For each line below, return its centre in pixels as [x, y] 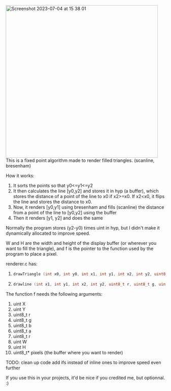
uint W [20, 342]
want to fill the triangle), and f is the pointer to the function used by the [80, 248]
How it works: [20, 176]
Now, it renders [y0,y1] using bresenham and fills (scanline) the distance [89, 207]
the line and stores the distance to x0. [53, 202]
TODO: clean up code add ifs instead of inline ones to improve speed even [83, 362]
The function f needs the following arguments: [54, 294]
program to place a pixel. [32, 254]
